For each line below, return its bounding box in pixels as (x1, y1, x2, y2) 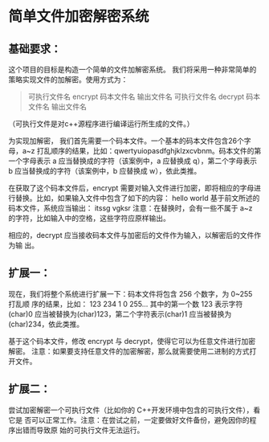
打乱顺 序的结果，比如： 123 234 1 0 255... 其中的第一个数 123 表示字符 (8, 299, 243, 309)
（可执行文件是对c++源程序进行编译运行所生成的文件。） (8, 119, 194, 129)
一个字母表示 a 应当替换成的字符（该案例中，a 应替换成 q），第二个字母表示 (8, 156, 258, 166)
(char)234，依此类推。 (8, 319, 84, 329)
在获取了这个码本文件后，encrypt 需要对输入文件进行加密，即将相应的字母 (8, 183, 255, 193)
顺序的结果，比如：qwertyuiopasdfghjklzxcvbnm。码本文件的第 (51, 146, 262, 155)
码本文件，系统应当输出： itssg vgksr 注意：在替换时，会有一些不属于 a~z (8, 203, 253, 213)
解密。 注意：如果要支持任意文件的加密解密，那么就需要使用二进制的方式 (8, 346, 250, 356)
